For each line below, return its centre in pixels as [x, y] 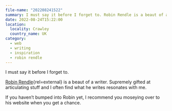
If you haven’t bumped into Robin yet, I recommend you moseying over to [83, 97]
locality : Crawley [30, 29]
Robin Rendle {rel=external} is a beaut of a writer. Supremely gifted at [78, 82]
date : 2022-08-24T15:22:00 [34, 19]
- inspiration [25, 53]
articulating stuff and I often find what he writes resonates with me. [76, 87]
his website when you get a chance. [43, 103]
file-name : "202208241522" [34, 10]
